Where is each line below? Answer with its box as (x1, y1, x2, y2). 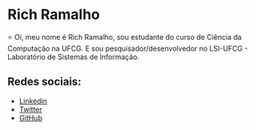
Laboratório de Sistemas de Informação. (7, 52, 140, 61)
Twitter (18, 105, 43, 114)
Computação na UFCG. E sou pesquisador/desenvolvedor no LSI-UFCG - (7, 44, 248, 53)
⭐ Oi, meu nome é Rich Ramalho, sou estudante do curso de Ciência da (7, 32, 242, 41)
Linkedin (18, 96, 48, 105)
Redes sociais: (7, 75, 81, 89)
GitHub (18, 113, 43, 122)
